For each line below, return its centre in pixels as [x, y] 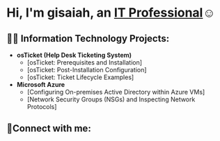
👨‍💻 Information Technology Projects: [88, 39]
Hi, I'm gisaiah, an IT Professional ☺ [111, 13]
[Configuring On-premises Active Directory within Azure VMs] [116, 92]
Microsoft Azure [41, 84]
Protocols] [42, 107]
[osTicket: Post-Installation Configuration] [87, 70]
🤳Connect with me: [49, 129]
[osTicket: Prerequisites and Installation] [85, 63]
